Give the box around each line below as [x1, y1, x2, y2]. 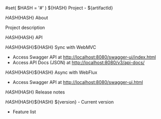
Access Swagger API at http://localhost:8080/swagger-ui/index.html [12, 54, 156, 60]
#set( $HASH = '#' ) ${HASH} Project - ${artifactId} [5, 5, 113, 11]
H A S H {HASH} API [5, 35, 43, 40]
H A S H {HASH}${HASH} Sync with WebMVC [5, 44, 96, 50]
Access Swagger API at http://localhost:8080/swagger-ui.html [12, 79, 143, 85]
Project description [5, 24, 45, 31]
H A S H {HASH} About [5, 15, 48, 20]
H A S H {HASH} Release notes [5, 89, 65, 95]
